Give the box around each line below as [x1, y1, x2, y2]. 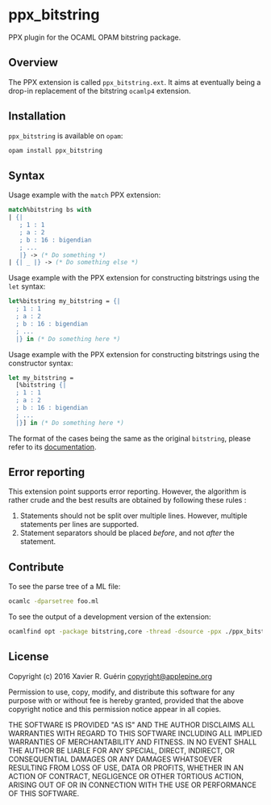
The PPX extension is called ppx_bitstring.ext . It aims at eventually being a [8, 77, 261, 86]
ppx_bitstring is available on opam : [8, 131, 123, 141]
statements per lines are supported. [19, 520, 140, 529]
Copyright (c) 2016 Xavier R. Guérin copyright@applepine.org [8, 671, 212, 681]
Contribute [8, 560, 65, 574]
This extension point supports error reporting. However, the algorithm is [8, 487, 248, 496]
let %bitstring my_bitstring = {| [8, 297, 121, 306]
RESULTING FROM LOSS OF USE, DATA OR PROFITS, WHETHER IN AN [8, 762, 244, 773]
